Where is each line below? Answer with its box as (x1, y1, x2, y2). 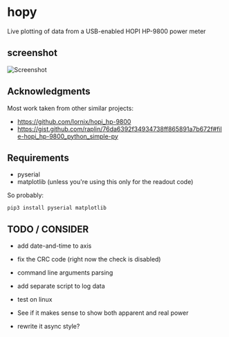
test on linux (17, 295, 53, 304)
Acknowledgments (7, 86, 91, 98)
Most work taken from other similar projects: (7, 104, 134, 112)
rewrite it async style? (17, 322, 80, 331)
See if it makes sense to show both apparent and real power (17, 309, 189, 317)
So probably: (7, 191, 44, 199)
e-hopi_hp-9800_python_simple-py (17, 132, 119, 140)
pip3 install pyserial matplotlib (7, 205, 107, 212)
